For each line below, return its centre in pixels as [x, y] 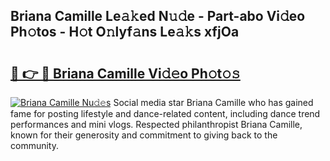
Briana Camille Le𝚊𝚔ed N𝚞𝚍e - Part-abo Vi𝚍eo [158, 16]
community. [34, 145]
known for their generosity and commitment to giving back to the [144, 135]
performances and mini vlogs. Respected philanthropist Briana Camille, [156, 124]
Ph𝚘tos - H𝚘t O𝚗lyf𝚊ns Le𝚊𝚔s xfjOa [125, 32]
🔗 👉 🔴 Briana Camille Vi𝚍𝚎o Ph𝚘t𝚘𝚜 [125, 73]
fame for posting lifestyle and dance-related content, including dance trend [165, 113]
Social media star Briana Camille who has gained [213, 102]
